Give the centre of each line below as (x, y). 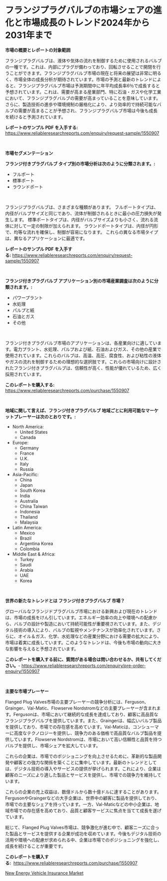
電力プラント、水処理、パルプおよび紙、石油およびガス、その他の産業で (87, 349)
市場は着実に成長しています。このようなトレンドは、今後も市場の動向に (79, 642)
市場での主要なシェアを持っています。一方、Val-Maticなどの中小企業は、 (80, 804)
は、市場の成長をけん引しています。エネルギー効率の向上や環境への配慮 (79, 617)
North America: (28, 427)
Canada (28, 437)
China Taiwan (34, 506)
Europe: (20, 442)
